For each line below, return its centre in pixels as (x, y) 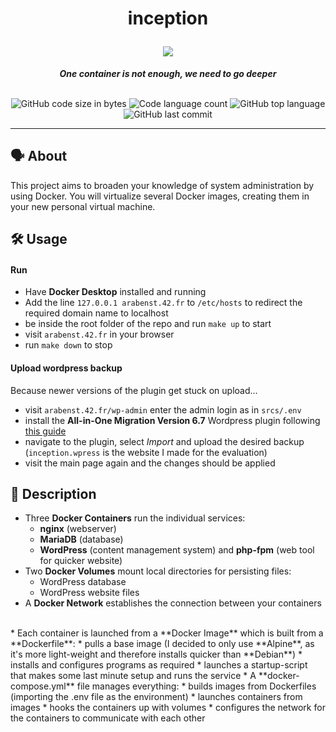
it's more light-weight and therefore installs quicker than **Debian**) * (156, 654)
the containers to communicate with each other (108, 718)
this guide (45, 431)
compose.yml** (42, 686)
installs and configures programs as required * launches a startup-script (159, 665)
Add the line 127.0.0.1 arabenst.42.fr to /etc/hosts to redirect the (163, 303)
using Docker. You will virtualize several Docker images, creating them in (160, 196)
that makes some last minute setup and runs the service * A (133, 676)
